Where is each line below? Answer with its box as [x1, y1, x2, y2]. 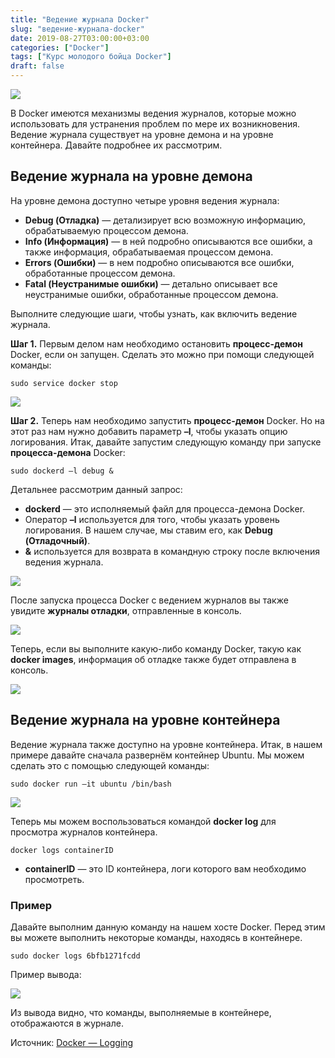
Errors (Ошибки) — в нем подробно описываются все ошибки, [24, 256, 295, 268]
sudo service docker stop [10, 378, 118, 388]
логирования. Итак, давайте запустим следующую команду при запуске [10, 436, 322, 448]
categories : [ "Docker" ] [10, 42, 110, 53]
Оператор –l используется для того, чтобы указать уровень [24, 513, 280, 525]
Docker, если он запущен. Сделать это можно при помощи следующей [10, 348, 315, 360]
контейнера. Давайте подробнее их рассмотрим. [10, 139, 223, 151]
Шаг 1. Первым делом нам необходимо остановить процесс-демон [10, 337, 303, 350]
